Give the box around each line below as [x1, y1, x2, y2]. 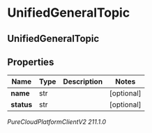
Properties [7, 56, 54, 68]
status [10, 100, 33, 109]
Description [62, 77, 103, 86]
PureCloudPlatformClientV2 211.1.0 [7, 118, 107, 126]
